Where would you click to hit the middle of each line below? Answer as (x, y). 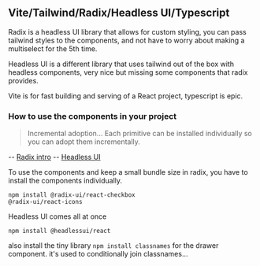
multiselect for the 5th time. (53, 48)
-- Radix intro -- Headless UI (54, 157)
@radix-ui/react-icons (45, 202)
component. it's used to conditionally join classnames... (98, 254)
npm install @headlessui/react (59, 231)
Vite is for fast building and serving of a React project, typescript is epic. (126, 96)
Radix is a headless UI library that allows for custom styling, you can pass (127, 31)
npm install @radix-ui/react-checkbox (72, 195)
